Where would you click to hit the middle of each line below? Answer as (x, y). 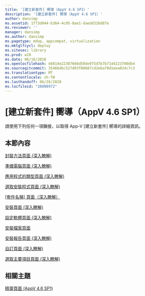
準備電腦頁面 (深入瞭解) (29, 166)
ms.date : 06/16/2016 (26, 59)
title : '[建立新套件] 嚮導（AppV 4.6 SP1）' (47, 9)
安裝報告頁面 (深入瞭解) (29, 238)
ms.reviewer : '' (21, 28)
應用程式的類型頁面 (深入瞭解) (35, 176)
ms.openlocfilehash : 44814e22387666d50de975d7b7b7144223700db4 (70, 64)
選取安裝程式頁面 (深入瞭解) (33, 187)
